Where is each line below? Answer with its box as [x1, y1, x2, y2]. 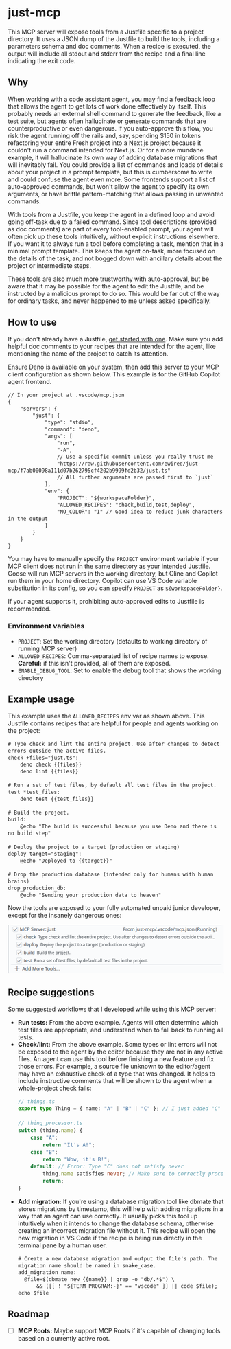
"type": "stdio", [44, 419, 95, 426]
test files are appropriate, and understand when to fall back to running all [17, 1025, 224, 1034]
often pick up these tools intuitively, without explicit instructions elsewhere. [8, 232, 220, 240]
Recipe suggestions [8, 987, 95, 999]
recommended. [8, 604, 51, 613]
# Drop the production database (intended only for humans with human [8, 871, 214, 878]
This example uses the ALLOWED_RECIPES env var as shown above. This [8, 712, 205, 720]
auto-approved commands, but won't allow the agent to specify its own [8, 182, 210, 190]
